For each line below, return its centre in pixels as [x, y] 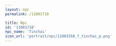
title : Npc [16, 23]
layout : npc [17, 9]
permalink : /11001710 [27, 14]
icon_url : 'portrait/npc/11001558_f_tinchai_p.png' [58, 36]
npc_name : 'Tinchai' [26, 32]
